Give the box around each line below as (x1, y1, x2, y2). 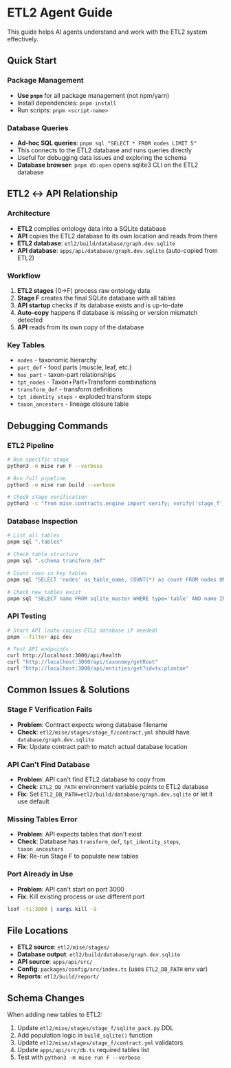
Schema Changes (7, 992, 85, 1004)
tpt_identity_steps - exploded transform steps (16, 393, 153, 401)
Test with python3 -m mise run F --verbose (16, 1053, 141, 1062)
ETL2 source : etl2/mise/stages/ (16, 943, 110, 952)
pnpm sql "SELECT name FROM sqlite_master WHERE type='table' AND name (7, 595, 217, 602)
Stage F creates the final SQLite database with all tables (16, 294, 176, 302)
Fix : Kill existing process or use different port (16, 892, 145, 901)
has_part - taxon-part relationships (16, 371, 117, 379)
